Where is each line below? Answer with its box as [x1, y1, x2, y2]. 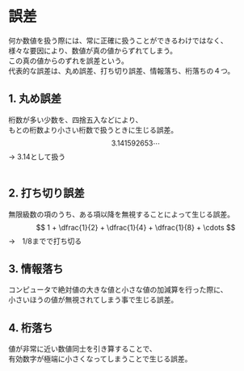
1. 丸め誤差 [8, 92, 62, 106]
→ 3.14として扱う [8, 151, 66, 162]
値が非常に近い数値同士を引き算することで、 [8, 344, 158, 354]
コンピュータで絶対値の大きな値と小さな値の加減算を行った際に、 [8, 285, 228, 295]
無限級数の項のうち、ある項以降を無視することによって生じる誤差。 [8, 209, 234, 219]
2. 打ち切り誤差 [8, 187, 85, 200]
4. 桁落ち [8, 321, 53, 335]
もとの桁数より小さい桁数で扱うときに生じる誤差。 [8, 124, 179, 134]
